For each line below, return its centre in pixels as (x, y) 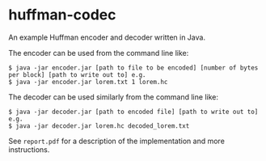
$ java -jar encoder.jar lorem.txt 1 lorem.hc (88, 82)
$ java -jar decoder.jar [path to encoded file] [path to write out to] (133, 112)
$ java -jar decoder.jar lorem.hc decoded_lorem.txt (99, 126)
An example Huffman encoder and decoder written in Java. (107, 37)
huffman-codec (62, 15)
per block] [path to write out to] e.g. (78, 74)
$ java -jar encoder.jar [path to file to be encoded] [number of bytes (133, 68)
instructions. (29, 149)
